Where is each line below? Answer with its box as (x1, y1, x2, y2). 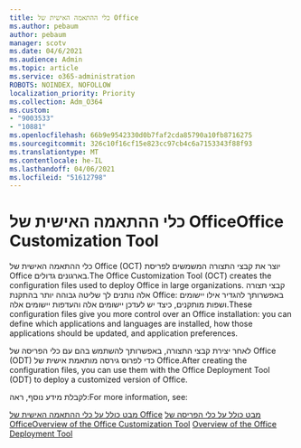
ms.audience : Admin (9, 55, 83, 64)
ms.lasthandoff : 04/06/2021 (9, 164, 116, 173)
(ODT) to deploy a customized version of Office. (9, 374, 188, 385)
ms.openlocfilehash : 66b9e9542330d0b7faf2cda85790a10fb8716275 (9, 131, 253, 140)
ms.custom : (9, 106, 51, 115)
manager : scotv (9, 38, 67, 48)
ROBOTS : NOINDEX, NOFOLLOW (9, 80, 111, 89)
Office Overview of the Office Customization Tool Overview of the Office (9, 419, 277, 430)
